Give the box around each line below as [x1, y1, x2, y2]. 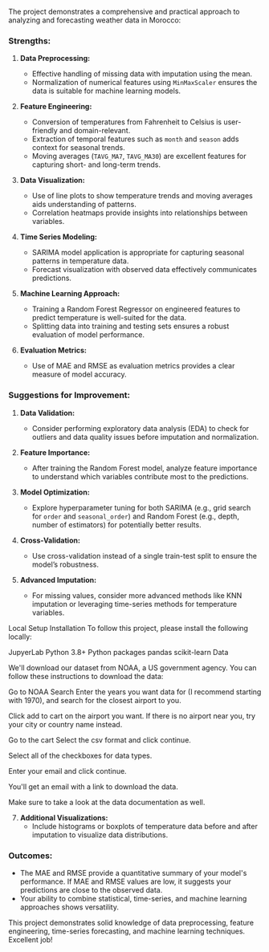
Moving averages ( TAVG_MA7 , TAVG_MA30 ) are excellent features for [31, 152, 247, 161]
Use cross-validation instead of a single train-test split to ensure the [31, 551, 257, 560]
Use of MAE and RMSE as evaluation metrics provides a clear [31, 361, 235, 371]
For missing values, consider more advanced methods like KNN [31, 590, 243, 600]
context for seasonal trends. [31, 143, 126, 153]
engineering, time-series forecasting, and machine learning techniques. [8, 926, 246, 936]
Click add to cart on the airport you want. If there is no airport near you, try [8, 710, 255, 721]
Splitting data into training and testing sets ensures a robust [31, 321, 230, 332]
